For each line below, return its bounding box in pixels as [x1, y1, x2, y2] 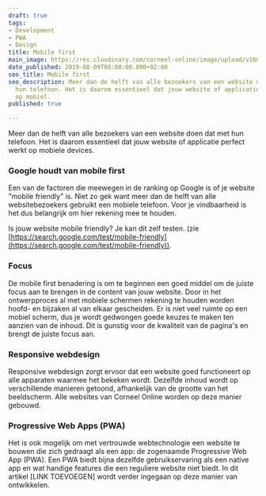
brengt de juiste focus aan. [8, 329, 96, 338]
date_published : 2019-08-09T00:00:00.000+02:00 [8, 63, 169, 71]
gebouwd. [8, 401, 41, 410]
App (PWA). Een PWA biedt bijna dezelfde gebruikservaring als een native [8, 455, 249, 464]
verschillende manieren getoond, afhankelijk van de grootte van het [8, 383, 228, 393]
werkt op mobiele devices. [8, 146, 95, 155]
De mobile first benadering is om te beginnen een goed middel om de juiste [8, 278, 254, 288]
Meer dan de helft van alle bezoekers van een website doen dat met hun [8, 128, 244, 139]
